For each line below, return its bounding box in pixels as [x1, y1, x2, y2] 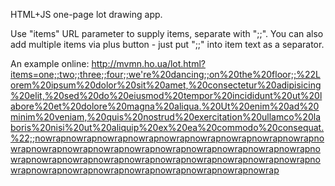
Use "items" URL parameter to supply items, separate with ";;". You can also [10, 28, 324, 39]
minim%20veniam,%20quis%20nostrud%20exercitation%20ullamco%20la [10, 111, 321, 123]
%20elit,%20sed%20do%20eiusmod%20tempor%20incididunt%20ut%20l [10, 90, 323, 101]
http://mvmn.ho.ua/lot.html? [91, 58, 206, 69]
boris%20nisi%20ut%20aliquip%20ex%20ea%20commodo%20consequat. [10, 122, 325, 133]
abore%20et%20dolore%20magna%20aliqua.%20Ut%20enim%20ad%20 [10, 100, 320, 112]
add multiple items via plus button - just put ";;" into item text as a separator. [10, 39, 325, 50]
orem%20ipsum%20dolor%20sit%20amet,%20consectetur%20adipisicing [10, 79, 322, 91]
